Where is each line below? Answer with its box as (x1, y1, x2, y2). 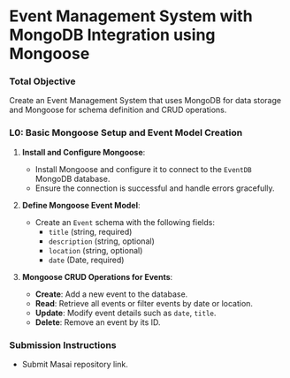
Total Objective (9, 75, 76, 87)
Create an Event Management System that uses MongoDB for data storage (9, 95, 281, 106)
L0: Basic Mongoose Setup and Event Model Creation (9, 126, 243, 139)
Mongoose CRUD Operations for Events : (21, 271, 173, 282)
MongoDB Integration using (9, 25, 216, 45)
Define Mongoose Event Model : (21, 200, 141, 210)
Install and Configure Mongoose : (21, 147, 146, 157)
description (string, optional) (48, 236, 155, 246)
